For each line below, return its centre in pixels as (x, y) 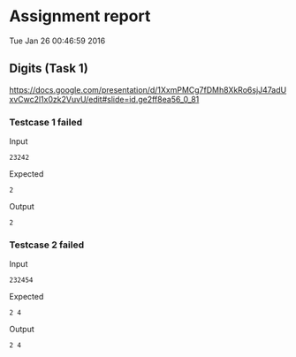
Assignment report (80, 16)
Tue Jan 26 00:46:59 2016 (57, 41)
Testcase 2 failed (47, 245)
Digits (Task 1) (49, 68)
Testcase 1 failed (46, 122)
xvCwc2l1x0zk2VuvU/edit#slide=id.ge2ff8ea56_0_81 (104, 99)
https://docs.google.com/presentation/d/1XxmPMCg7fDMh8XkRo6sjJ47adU (148, 89)
